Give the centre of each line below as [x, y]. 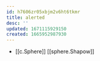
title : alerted [26, 18]
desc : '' [17, 23]
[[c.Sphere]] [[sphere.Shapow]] [55, 51]
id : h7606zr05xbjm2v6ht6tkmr [43, 12]
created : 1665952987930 [37, 34]
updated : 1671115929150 [37, 29]
